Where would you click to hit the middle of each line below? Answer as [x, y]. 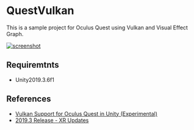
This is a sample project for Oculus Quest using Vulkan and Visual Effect [97, 27]
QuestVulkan [40, 11]
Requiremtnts [33, 65]
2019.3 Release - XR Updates [52, 120]
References [29, 99]
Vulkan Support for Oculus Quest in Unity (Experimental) [86, 114]
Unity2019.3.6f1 [35, 79]
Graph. [15, 34]
